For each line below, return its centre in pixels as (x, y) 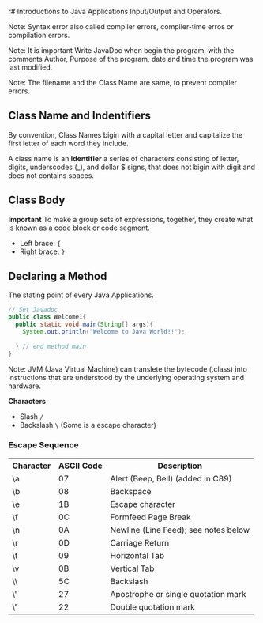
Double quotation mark (152, 606)
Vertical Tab (132, 568)
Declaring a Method (58, 276)
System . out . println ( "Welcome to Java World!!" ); (104, 332)
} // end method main (51, 346)
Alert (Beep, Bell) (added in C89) (171, 478)
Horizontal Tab (137, 555)
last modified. (30, 67)
